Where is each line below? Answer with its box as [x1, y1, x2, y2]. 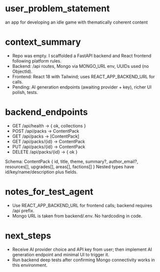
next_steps [5, 230, 52, 241]
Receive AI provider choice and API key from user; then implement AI [12, 246, 152, 252]
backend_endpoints [5, 107, 88, 118]
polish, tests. [12, 89, 38, 95]
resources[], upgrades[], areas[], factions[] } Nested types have [5, 163, 134, 170]
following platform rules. [12, 58, 61, 64]
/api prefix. [12, 208, 34, 213]
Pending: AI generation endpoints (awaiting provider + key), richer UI [12, 84, 152, 90]
